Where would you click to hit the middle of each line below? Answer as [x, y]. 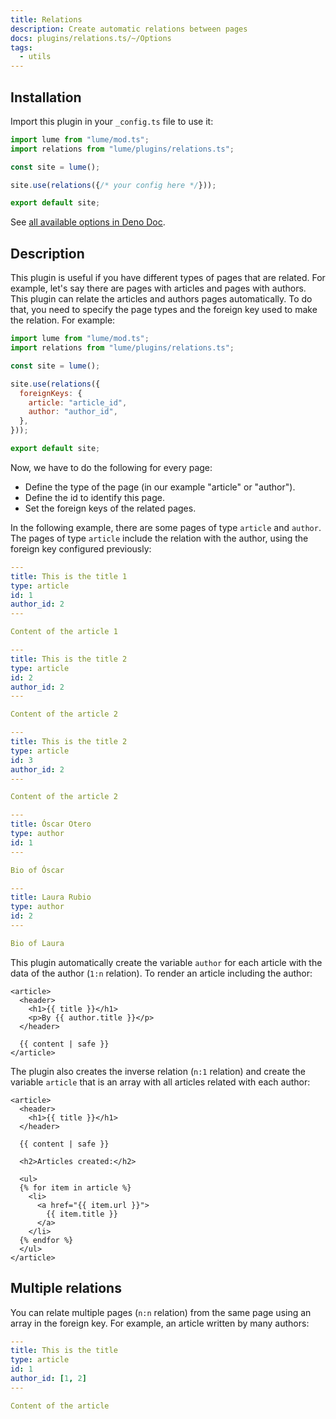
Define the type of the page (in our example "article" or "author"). [160, 487]
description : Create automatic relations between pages [129, 29]
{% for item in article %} [75, 1187]
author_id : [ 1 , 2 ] [48, 1379]
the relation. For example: [63, 320]
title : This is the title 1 [69, 576]
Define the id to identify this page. [94, 497]
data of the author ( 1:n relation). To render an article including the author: [161, 973]
